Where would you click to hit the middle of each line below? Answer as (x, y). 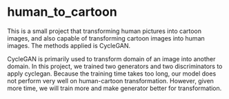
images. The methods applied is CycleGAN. (69, 45)
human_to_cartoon (62, 12)
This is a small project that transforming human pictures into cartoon (104, 31)
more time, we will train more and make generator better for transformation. (114, 88)
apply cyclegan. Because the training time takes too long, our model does (112, 74)
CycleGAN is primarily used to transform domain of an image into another (111, 58)
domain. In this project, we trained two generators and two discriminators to (115, 66)
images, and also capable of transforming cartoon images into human (106, 38)
